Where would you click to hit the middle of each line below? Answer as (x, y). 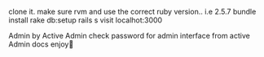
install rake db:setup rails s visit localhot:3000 (86, 20)
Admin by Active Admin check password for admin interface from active (129, 36)
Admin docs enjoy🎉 (41, 44)
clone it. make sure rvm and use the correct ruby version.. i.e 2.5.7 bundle (132, 12)
